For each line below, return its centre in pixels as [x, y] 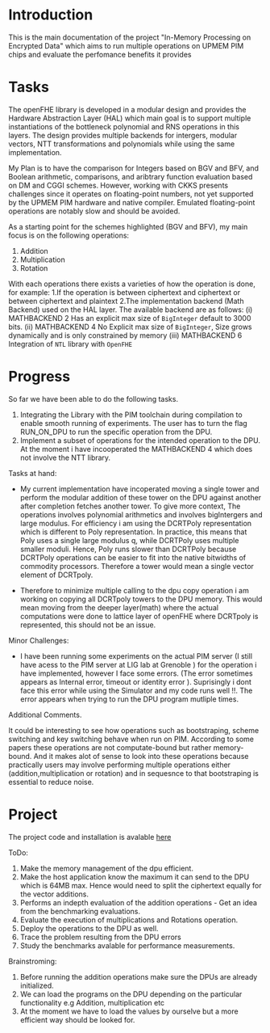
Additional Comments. [45, 715]
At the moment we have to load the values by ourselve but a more [129, 1011]
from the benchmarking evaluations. [80, 911]
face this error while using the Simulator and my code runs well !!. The [136, 690]
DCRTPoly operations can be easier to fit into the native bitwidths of [133, 557]
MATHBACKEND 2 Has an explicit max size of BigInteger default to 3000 [130, 318]
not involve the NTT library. [65, 457]
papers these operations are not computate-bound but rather [110, 747]
